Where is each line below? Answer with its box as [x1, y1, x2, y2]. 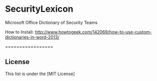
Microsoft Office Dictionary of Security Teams [5, 20, 98, 25]
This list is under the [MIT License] [5, 71, 75, 77]
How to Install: [5, 29, 34, 35]
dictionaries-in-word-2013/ [5, 34, 60, 40]
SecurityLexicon [5, 3, 73, 15]
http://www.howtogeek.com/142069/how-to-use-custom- [35, 29, 152, 35]
